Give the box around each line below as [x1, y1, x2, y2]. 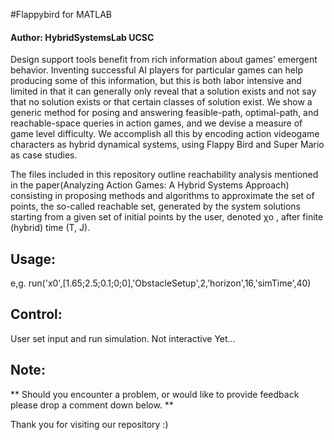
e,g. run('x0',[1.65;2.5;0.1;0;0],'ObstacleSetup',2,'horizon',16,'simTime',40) [10, 277, 312, 289]
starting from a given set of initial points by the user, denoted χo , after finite [10, 211, 324, 223]
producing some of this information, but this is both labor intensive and [10, 75, 302, 87]
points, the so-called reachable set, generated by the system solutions [10, 200, 301, 213]
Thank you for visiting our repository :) [10, 418, 169, 430]
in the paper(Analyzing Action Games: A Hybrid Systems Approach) [10, 179, 290, 191]
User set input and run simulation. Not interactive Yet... [10, 332, 236, 344]
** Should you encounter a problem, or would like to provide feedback [10, 388, 300, 400]
